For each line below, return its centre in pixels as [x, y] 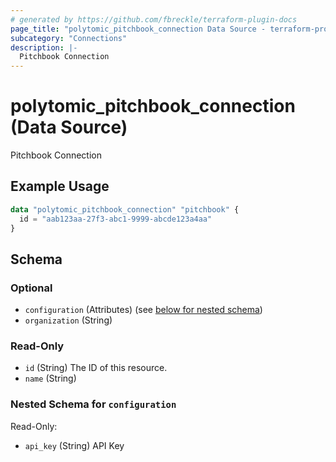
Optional [31, 288]
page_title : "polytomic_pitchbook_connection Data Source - [138, 29]
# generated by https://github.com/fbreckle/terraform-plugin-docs [154, 19]
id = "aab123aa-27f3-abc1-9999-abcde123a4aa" [116, 219]
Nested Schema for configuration [93, 404]
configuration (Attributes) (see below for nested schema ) [143, 310]
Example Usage [60, 186]
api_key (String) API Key [74, 445]
